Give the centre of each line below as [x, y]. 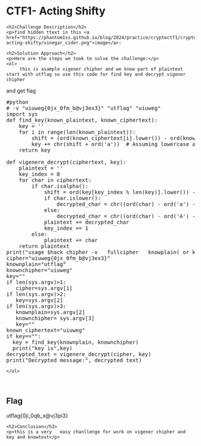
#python [17, 102]
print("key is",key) [42, 348]
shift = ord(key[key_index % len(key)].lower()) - [120, 192]
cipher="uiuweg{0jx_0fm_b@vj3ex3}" [58, 258]
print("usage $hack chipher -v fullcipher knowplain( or [98, 252]
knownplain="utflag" [36, 264]
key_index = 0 [39, 174]
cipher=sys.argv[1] [44, 288]
